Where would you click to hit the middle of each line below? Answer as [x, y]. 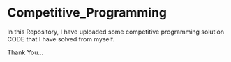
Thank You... [25, 52]
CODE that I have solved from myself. [61, 39]
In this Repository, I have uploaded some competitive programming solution [116, 32]
